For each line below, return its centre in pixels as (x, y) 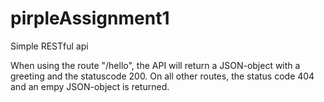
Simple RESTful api (49, 46)
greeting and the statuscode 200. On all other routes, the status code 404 (162, 76)
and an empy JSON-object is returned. (90, 86)
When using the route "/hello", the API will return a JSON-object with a (155, 65)
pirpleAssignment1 (90, 18)
